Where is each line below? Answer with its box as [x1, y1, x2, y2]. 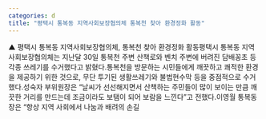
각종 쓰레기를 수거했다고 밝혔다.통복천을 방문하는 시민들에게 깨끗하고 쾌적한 [8, 61, 244, 72]
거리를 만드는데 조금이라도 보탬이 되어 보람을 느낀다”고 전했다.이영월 [22, 92, 236, 101]
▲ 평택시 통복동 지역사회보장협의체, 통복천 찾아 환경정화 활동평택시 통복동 [8, 42, 240, 52]
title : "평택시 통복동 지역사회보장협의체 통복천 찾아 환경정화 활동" [8, 19, 205, 27]
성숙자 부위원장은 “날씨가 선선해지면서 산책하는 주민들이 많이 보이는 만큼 [22, 81, 249, 92]
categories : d [8, 11, 56, 20]
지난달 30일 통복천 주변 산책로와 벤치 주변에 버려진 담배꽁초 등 [61, 52, 256, 61]
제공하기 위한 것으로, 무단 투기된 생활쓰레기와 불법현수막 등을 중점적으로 [16, 72, 242, 81]
